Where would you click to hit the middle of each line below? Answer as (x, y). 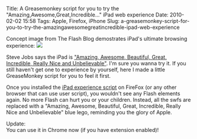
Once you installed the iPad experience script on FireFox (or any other (91, 87)
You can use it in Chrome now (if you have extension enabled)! (83, 130)
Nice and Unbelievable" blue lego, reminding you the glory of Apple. (89, 112)
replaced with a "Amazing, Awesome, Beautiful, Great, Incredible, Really (94, 106)
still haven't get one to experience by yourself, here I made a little (86, 69)
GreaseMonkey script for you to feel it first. (59, 76)
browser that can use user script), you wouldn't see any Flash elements (93, 93)
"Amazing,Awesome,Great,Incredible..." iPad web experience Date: (87, 15)
